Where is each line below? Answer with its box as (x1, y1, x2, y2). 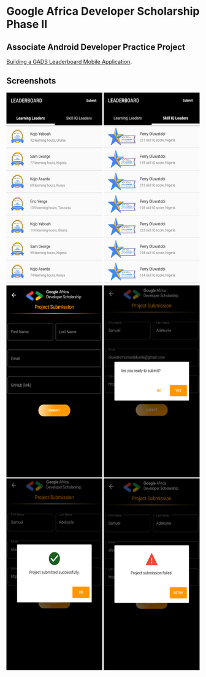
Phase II (6, 17, 48, 31)
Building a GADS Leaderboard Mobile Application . (6, 58, 132, 65)
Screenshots (6, 75, 56, 87)
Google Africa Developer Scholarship (6, 4, 200, 18)
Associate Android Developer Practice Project (6, 42, 186, 52)
